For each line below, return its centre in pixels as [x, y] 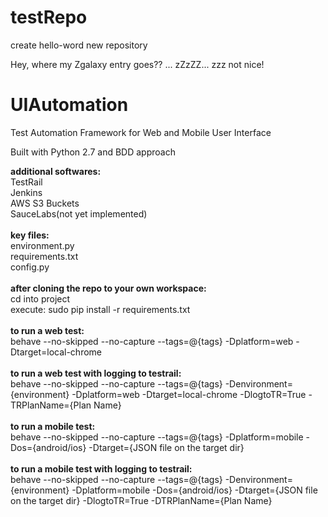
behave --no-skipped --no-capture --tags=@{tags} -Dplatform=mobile [157, 437]
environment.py [42, 245]
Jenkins [26, 192]
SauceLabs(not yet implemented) [79, 213]
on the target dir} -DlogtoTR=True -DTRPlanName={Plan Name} [141, 500]
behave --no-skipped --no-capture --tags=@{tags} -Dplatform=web [152, 341]
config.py [30, 267]
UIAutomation [69, 105]
